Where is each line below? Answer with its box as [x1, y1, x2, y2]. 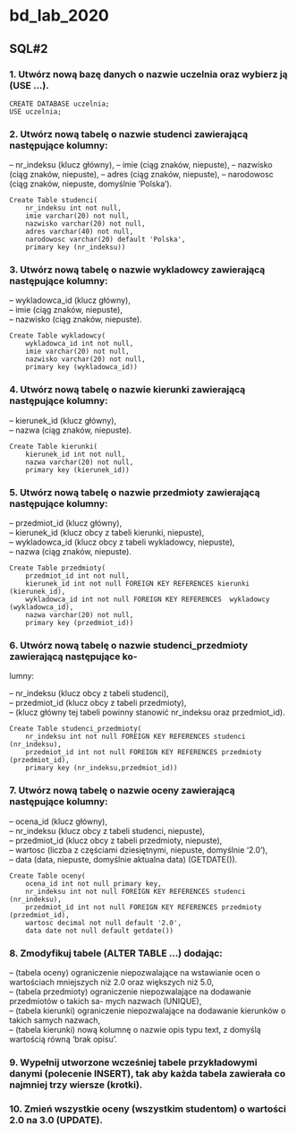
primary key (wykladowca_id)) [25, 363, 139, 372]
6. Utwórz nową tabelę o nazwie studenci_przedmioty [9, 639, 249, 651]
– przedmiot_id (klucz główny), [9, 518, 123, 528]
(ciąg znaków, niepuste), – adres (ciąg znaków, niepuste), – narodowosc [9, 169, 275, 180]
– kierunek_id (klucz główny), [9, 415, 117, 425]
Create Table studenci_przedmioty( [9, 725, 142, 734]
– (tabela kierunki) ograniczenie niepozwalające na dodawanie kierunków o [9, 1005, 286, 1016]
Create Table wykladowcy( [9, 331, 106, 340]
